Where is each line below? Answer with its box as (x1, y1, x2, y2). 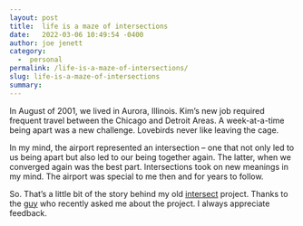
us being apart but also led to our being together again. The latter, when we (9, 151, 292, 163)
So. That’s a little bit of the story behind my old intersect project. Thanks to (9, 188, 288, 199)
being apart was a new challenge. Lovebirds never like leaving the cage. (9, 124, 279, 136)
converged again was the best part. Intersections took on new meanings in (9, 161, 288, 172)
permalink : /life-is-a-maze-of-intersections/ (9, 64, 189, 73)
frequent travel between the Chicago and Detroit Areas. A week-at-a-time (9, 115, 285, 126)
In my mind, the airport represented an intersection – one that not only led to (9, 142, 295, 153)
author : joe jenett (9, 38, 83, 48)
